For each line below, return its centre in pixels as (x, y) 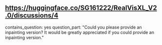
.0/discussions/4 (32, 16)
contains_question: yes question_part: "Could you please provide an (74, 27)
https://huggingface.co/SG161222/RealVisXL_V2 (81, 8)
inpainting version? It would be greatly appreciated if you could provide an (80, 32)
